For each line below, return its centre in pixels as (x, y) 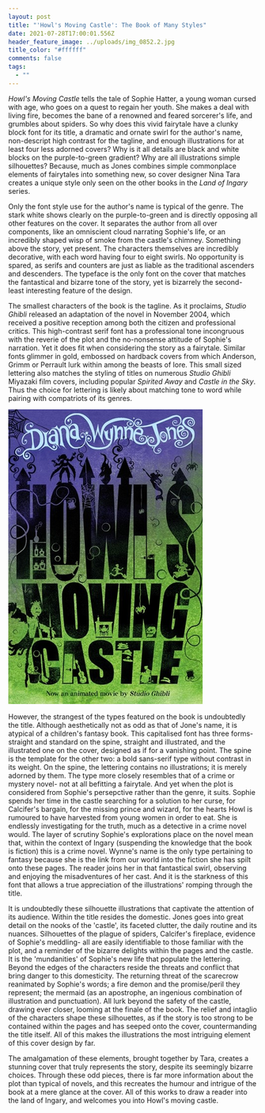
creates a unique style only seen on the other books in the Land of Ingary (128, 183)
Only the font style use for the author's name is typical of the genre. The (126, 206)
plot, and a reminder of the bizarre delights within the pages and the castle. (131, 950)
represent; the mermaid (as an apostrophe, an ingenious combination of (125, 992)
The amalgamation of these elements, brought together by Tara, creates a (129, 1058)
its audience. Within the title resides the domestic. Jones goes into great (126, 917)
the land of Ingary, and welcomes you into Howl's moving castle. (114, 1100)
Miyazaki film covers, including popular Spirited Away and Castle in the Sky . (132, 381)
